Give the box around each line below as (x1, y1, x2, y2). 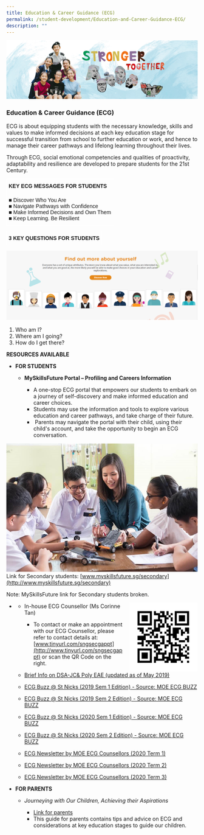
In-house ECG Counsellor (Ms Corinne (24, 603, 120, 610)
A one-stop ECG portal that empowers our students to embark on (33, 386, 197, 394)
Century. (6, 166, 29, 173)
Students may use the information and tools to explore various (33, 405, 189, 413)
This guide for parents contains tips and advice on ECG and (33, 815, 183, 822)
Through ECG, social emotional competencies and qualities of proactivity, (6, 153, 190, 161)
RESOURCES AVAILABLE (6, 351, 70, 358)
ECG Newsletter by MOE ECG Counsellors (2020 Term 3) (24, 773, 167, 780)
